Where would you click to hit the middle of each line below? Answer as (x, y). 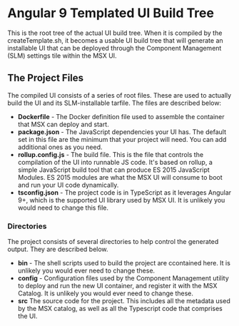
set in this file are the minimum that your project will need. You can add (122, 139)
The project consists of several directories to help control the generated (113, 242)
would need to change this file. (63, 208)
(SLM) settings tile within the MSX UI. (62, 56)
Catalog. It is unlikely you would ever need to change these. (106, 293)
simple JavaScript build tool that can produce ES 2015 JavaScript (114, 170)
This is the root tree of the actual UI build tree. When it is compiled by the (115, 33)
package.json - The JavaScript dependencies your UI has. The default (122, 132)
